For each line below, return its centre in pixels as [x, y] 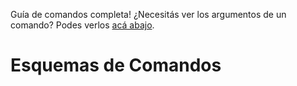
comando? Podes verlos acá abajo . [82, 25]
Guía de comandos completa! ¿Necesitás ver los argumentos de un [148, 14]
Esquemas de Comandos [116, 65]
